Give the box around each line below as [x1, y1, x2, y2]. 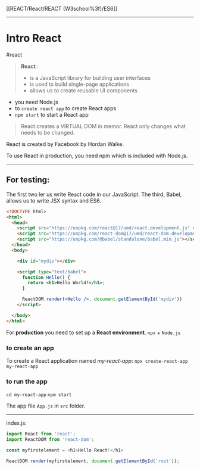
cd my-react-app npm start [6, 392, 72, 398]
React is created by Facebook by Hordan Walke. [6, 140, 124, 148]
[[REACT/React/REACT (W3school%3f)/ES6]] [6, 5, 118, 12]
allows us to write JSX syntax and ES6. [6, 197, 101, 204]
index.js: [6, 419, 27, 427]
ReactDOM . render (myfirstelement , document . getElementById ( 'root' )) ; [6, 458, 180, 464]
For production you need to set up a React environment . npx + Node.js [6, 329, 181, 336]
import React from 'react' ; [6, 431, 76, 437]
